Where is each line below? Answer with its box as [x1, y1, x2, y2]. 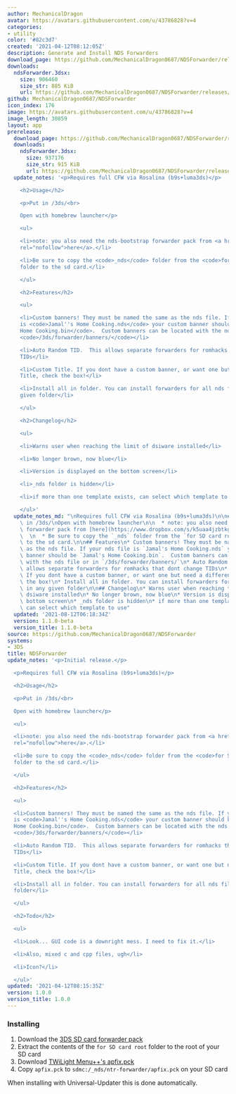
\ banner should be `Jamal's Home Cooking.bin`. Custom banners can [20, 552, 228, 559]
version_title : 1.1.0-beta [13, 624, 93, 631]
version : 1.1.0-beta [13, 617, 74, 624]
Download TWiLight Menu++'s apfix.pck [17, 1057, 135, 1066]
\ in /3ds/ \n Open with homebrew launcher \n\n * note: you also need [20, 519, 228, 526]
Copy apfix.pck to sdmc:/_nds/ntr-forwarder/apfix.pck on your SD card [17, 1065, 228, 1074]
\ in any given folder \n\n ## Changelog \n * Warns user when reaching [20, 585, 225, 592]
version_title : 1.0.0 [7, 996, 71, 1003]
